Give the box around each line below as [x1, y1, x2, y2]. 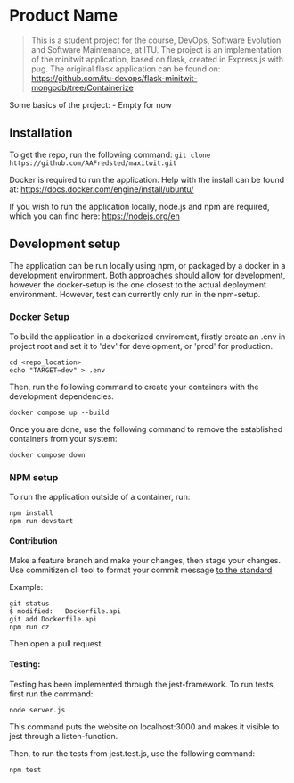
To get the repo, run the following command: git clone [9, 149, 211, 160]
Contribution [9, 535, 58, 546]
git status [9, 599, 50, 608]
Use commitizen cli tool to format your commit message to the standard [9, 564, 273, 576]
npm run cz [9, 622, 50, 632]
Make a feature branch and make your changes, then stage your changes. [9, 555, 281, 566]
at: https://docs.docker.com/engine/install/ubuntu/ [9, 184, 194, 195]
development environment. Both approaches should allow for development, [9, 270, 286, 280]
